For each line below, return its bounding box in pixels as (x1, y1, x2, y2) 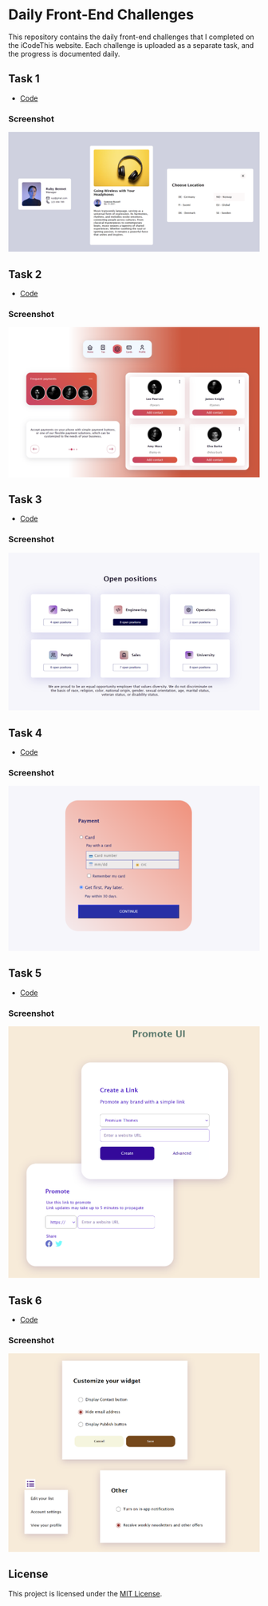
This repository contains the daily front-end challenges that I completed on (8, 32, 254, 42)
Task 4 (8, 726, 42, 740)
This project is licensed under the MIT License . (8, 1588, 163, 1598)
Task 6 (8, 1294, 42, 1307)
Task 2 (8, 268, 42, 281)
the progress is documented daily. (8, 49, 120, 58)
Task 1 (8, 72, 40, 85)
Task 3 (8, 493, 42, 506)
